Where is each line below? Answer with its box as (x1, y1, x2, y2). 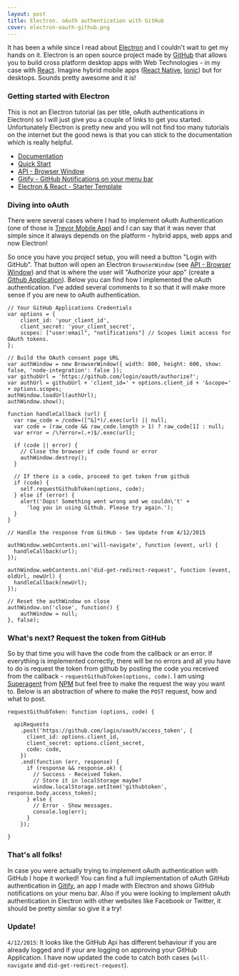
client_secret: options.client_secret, (26, 740, 145, 747)
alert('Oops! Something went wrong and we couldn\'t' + (20, 497, 190, 505)
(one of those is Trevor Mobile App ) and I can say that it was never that (7, 223, 216, 232)
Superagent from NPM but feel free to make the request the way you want (7, 679, 225, 688)
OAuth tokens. (7, 335, 50, 342)
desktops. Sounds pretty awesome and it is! (7, 73, 137, 82)
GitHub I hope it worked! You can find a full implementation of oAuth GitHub (7, 873, 230, 882)
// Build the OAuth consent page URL (7, 354, 120, 361)
